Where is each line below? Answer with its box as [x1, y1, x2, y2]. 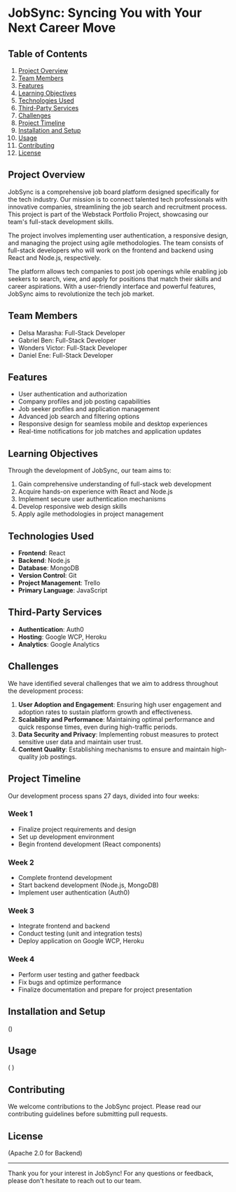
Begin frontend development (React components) [18, 840, 162, 848]
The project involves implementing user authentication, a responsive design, [8, 231, 228, 240]
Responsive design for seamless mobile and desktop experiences [18, 420, 208, 428]
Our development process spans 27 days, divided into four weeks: [8, 791, 200, 800]
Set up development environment [18, 832, 115, 841]
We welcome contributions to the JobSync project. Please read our [8, 1102, 202, 1111]
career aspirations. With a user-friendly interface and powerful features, [8, 282, 216, 290]
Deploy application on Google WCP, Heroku [18, 937, 144, 945]
